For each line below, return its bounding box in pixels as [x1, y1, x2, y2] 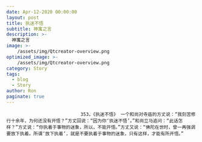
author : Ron [6, 88, 36, 94]
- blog [12, 76, 29, 83]
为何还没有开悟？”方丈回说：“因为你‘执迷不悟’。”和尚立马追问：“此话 [29, 118, 179, 124]
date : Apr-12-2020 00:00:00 [6, 8, 78, 15]
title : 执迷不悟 [6, 20, 44, 26]
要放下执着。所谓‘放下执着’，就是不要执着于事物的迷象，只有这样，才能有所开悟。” [6, 130, 184, 137]
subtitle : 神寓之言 [6, 25, 52, 32]
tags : [6, 71, 20, 77]
